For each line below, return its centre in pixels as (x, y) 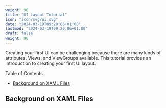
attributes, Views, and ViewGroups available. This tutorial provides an (78, 58)
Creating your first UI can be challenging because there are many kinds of (83, 52)
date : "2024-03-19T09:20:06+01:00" (43, 24)
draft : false (19, 33)
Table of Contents (24, 73)
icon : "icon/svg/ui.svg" (32, 19)
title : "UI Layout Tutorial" (36, 15)
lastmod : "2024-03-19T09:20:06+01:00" (46, 29)
